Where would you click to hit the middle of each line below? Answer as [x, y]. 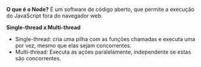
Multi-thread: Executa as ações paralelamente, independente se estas [103, 52]
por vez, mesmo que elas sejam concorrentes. [73, 46]
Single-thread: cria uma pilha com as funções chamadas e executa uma [105, 39]
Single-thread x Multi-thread [44, 27]
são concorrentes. [38, 58]
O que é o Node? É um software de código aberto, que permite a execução [100, 9]
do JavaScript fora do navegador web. [55, 16]
